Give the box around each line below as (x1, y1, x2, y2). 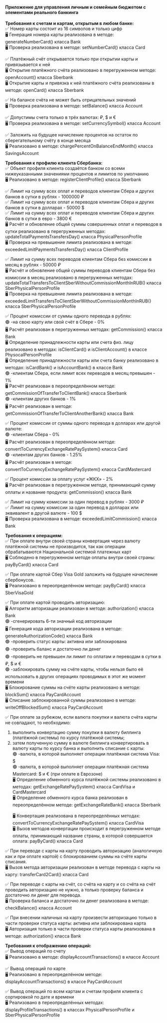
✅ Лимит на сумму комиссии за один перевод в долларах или (5, 505, 139, 511)
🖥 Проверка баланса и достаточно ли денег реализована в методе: (5, 898, 149, 904)
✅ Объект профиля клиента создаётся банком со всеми (5, 165, 125, 171)
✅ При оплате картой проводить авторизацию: (5, 600, 106, 606)
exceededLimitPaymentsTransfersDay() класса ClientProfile (5, 246, 129, 252)
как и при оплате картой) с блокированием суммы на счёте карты (5, 854, 147, 860)
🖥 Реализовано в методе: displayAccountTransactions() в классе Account (5, 954, 160, 960)
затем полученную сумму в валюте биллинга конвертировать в (12, 740, 149, 746)
